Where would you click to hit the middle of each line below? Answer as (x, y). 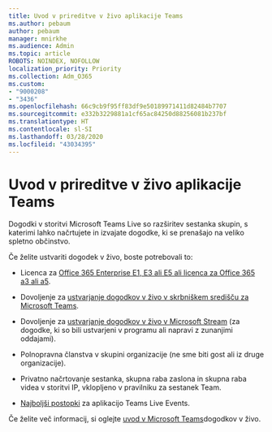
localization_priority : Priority (65, 69)
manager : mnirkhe (38, 39)
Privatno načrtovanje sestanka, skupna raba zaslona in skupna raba (133, 379)
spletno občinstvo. (39, 241)
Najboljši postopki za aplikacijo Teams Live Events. (105, 404)
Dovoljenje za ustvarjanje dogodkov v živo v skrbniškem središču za (134, 297)
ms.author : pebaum (39, 24)
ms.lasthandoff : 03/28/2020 (56, 136)
